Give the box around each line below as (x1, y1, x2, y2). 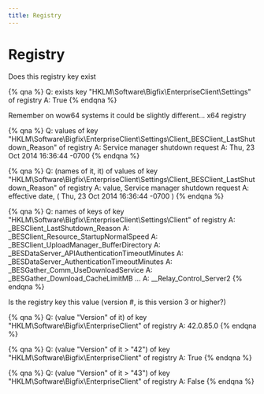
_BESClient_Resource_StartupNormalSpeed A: (8, 232, 158, 241)
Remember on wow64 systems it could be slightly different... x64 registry (8, 110, 247, 120)
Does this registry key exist (8, 72, 96, 81)
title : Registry (8, 11, 61, 20)
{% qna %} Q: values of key (8, 125, 99, 135)
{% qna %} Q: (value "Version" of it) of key (8, 312, 147, 322)
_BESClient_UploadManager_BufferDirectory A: (8, 240, 162, 249)
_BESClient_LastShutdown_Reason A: (8, 223, 130, 232)
